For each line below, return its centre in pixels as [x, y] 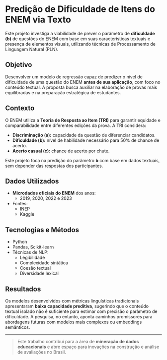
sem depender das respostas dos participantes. [54, 166]
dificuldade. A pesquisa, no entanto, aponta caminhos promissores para [79, 317]
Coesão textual [35, 268]
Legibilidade [32, 258]
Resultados [23, 289]
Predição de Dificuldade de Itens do [80, 9]
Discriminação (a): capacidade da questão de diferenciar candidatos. [84, 135]
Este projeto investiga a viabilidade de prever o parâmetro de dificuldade [80, 33]
